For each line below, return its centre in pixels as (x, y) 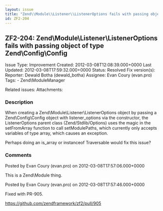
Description (19, 102)
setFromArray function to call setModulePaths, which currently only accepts (81, 128)
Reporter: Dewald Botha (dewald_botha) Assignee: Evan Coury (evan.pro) (79, 75)
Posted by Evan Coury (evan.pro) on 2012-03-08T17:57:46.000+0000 (75, 184)
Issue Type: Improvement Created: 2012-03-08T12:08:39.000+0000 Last (78, 65)
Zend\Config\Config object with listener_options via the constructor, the (77, 118)
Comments (18, 155)
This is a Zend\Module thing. (33, 175)
